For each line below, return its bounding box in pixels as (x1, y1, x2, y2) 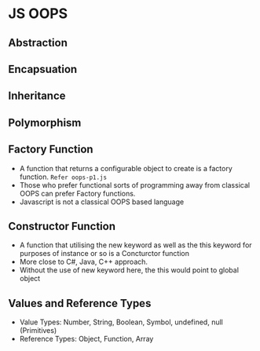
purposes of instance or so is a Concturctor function (19, 249, 190, 258)
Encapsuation (8, 62, 78, 75)
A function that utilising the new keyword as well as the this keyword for (19, 240, 253, 250)
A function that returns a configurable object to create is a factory (19, 163, 233, 173)
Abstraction (8, 36, 68, 49)
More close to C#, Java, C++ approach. (19, 257, 148, 267)
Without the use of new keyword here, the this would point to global (19, 265, 240, 275)
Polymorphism (8, 115, 82, 130)
